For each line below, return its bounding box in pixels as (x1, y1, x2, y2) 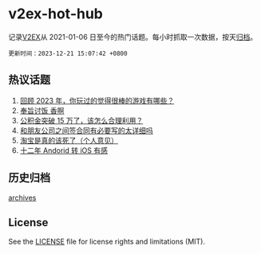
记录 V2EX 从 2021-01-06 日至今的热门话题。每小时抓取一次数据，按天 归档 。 (8, 32, 258, 41)
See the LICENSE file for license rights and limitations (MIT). (8, 236, 206, 247)
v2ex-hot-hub (8, 5, 104, 23)
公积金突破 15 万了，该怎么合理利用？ (19, 115, 144, 125)
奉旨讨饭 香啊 (19, 105, 65, 115)
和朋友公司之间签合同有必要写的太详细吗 (19, 125, 153, 135)
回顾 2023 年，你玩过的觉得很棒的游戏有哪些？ (19, 96, 175, 105)
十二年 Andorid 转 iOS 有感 (19, 145, 108, 155)
